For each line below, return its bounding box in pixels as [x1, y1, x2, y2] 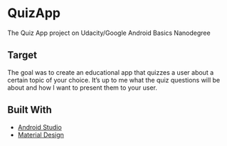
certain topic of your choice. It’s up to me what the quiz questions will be [7, 75, 221, 84]
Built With [7, 104, 52, 116]
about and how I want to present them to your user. [7, 83, 158, 92]
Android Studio [17, 122, 62, 131]
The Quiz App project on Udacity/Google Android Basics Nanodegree [7, 28, 211, 37]
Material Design [17, 130, 64, 139]
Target [7, 49, 38, 61]
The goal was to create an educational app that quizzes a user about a [7, 68, 214, 76]
